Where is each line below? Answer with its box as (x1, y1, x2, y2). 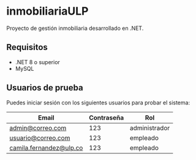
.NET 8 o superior (15, 58, 60, 65)
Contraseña (88, 113, 124, 122)
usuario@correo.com (9, 133, 70, 142)
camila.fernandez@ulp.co (9, 144, 83, 152)
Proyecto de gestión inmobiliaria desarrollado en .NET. (6, 24, 144, 32)
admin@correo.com (9, 123, 67, 132)
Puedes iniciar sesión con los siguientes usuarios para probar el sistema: (6, 99, 190, 106)
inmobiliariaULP (6, 4, 89, 18)
